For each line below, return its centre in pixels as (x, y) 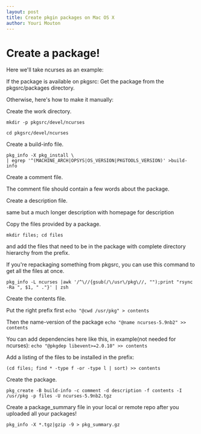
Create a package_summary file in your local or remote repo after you (93, 407)
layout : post (23, 12)
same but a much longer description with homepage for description (90, 212)
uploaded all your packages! (42, 414)
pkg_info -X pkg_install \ (40, 156)
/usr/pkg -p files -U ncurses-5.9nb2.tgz (59, 396)
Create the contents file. (36, 299)
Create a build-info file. (35, 144)
